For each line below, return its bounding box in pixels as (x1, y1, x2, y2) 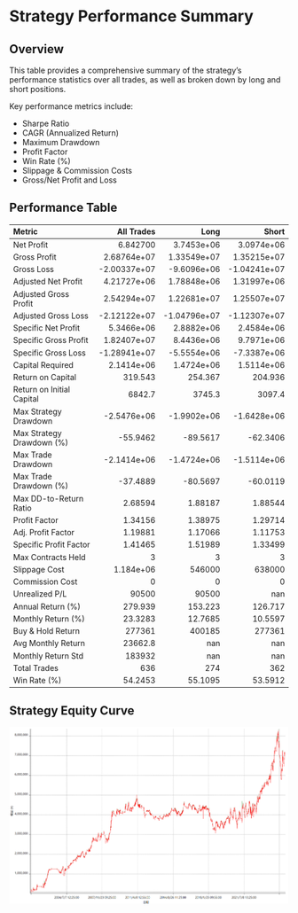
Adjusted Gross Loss (12, 310, 89, 321)
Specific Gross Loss (12, 347, 86, 358)
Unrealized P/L (12, 589, 67, 599)
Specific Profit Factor (12, 539, 90, 550)
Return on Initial (12, 384, 71, 395)
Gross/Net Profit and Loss (21, 175, 117, 185)
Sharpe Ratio (21, 118, 70, 129)
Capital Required (12, 359, 74, 370)
